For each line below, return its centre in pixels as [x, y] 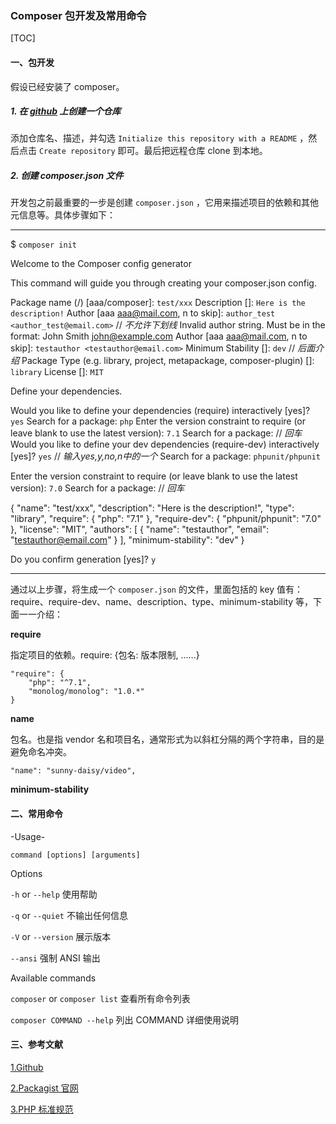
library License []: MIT [57, 372]
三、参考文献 [36, 1044]
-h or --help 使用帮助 [54, 894]
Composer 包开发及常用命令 [78, 15]
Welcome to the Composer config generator [101, 264]
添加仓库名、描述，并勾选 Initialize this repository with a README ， [159, 138]
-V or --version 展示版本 [61, 936]
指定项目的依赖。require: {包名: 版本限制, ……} [105, 655]
